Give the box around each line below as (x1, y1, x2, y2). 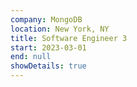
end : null (10, 52, 52, 62)
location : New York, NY (10, 24, 110, 34)
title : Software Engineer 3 (10, 33, 128, 43)
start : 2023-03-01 (10, 42, 87, 53)
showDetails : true (10, 61, 87, 71)
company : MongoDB (10, 14, 83, 25)
